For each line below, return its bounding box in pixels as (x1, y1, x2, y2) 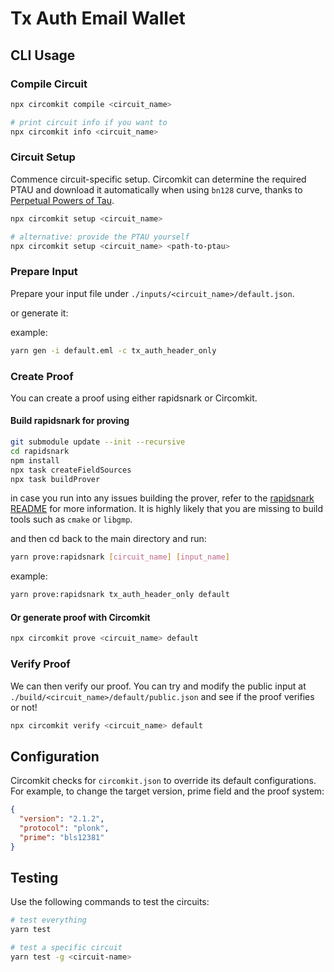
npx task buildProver (10, 474, 101, 484)
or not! (10, 701, 38, 713)
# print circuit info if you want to (10, 117, 168, 127)
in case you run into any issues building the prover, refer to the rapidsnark (10, 492, 315, 504)
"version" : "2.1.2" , (19, 814, 105, 824)
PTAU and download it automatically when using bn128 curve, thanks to (10, 183, 303, 196)
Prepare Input (10, 265, 78, 279)
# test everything (10, 915, 87, 926)
